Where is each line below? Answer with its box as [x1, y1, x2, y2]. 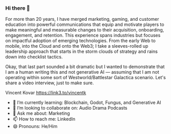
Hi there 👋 [5, 5, 31, 12]
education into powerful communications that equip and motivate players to [5, 21, 164, 27]
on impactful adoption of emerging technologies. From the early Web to [5, 38, 156, 44]
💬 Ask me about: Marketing [12, 110, 70, 116]
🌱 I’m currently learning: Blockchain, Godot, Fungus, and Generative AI [12, 99, 161, 106]
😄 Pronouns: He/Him [12, 123, 58, 129]
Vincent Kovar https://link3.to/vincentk [5, 90, 86, 96]
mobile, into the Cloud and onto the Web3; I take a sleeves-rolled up [5, 43, 149, 49]
